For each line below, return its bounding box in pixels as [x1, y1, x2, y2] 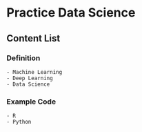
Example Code [6, 97, 57, 106]
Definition [6, 53, 41, 63]
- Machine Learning [6, 68, 63, 75]
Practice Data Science [6, 5, 136, 21]
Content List [6, 32, 61, 44]
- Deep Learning [6, 75, 53, 82]
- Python [6, 119, 32, 126]
